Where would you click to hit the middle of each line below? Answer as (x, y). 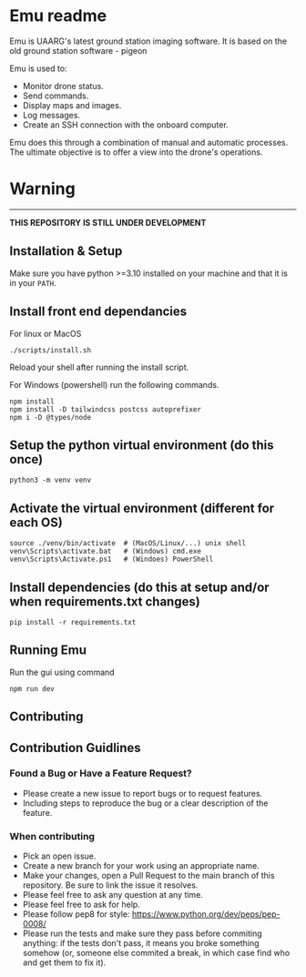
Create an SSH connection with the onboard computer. (126, 125)
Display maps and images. (72, 105)
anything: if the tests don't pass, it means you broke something (141, 943)
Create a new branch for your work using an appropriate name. (141, 866)
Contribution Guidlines (75, 748)
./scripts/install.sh (51, 350)
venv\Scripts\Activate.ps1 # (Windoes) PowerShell (112, 560)
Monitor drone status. (63, 86)
